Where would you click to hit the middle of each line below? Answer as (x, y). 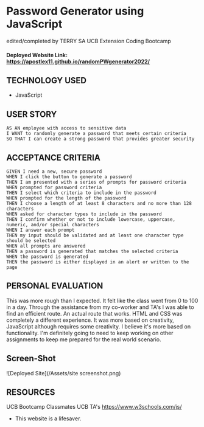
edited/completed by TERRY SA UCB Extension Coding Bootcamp (89, 41)
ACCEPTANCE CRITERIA (53, 157)
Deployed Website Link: (37, 55)
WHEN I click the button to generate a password (69, 177)
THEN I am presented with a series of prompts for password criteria (97, 182)
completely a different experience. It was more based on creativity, (90, 320)
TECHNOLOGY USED (47, 80)
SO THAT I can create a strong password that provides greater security (100, 139)
